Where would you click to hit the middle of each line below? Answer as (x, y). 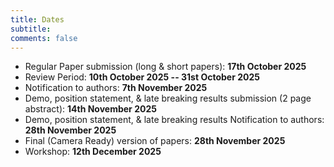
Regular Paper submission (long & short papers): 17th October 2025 (165, 67)
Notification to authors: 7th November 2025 (116, 88)
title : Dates (37, 19)
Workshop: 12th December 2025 (93, 152)
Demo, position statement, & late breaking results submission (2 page (168, 98)
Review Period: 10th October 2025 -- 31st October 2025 (142, 77)
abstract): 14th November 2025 (90, 109)
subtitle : (31, 29)
